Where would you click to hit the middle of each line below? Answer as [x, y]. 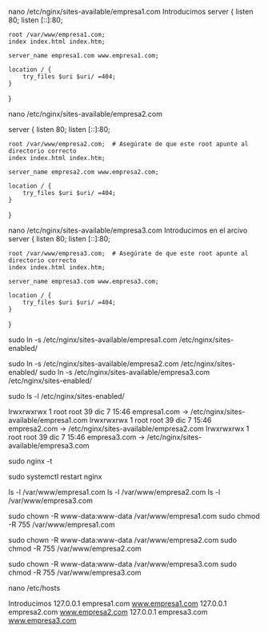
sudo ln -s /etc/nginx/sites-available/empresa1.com [93, 340]
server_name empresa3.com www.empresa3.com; [84, 281]
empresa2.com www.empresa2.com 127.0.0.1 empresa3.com [108, 612]
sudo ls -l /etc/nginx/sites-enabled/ [67, 396]
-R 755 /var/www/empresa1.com [62, 524]
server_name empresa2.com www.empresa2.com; [84, 172]
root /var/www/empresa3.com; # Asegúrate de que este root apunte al [128, 253]
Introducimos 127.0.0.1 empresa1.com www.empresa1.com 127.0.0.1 [118, 603]
